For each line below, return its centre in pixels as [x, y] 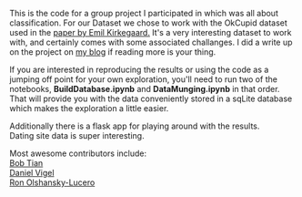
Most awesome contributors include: [78, 153]
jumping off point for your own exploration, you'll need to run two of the [143, 79]
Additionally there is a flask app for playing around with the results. [135, 126]
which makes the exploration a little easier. [89, 108]
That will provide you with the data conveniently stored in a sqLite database [151, 98]
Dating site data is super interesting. [77, 135]
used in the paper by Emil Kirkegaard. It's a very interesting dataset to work [151, 32]
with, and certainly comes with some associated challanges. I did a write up [151, 42]
